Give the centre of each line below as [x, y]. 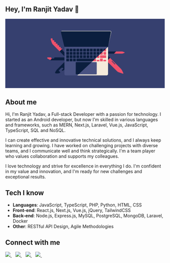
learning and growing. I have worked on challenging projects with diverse [82, 146]
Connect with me [33, 243]
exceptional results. [26, 177]
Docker [20, 221]
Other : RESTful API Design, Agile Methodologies [63, 227]
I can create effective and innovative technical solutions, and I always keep [83, 140]
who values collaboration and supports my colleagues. [62, 156]
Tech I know [25, 193]
